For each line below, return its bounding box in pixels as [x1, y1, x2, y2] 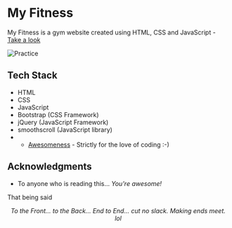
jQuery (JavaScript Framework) [17, 118, 109, 126]
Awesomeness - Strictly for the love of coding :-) [27, 140, 170, 149]
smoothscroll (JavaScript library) [17, 125, 112, 134]
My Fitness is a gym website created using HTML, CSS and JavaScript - [7, 28, 216, 36]
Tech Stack [7, 69, 58, 81]
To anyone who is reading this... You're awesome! [17, 179, 162, 187]
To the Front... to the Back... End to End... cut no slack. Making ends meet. [10, 206, 226, 215]
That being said [7, 193, 53, 201]
